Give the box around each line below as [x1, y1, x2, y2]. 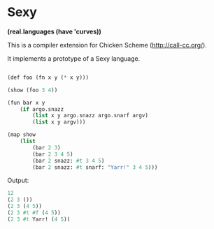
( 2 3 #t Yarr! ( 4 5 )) [7, 216, 71, 223]
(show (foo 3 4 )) [7, 87, 58, 94]
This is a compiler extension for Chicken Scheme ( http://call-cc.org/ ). [7, 40, 208, 49]
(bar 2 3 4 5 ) [32, 151, 73, 158]
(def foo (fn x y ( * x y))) [7, 74, 90, 81]
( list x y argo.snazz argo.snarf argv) [32, 112, 149, 119]
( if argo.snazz [20, 105, 64, 112]
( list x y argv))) [32, 119, 86, 126]
